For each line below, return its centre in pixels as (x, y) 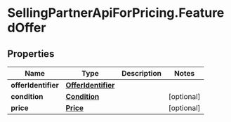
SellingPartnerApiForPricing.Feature (116, 13)
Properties (31, 54)
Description (141, 73)
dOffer (27, 28)
